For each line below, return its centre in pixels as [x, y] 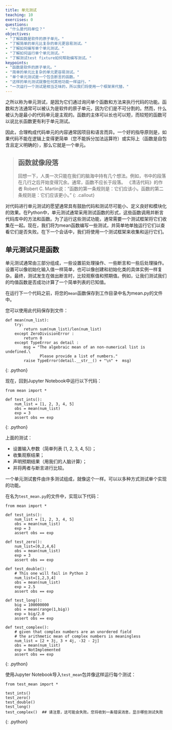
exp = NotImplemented [37, 650]
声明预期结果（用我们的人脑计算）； [50, 462]
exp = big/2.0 [29, 614]
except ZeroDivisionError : [44, 334]
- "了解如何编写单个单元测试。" [35, 48]
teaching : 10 [19, 15]
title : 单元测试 [21, 10]
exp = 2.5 [25, 587]
